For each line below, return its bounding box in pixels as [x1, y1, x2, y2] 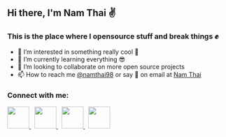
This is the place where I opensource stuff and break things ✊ [7, 31, 219, 41]
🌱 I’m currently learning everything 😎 [17, 55, 126, 63]
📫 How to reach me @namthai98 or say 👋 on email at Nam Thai [17, 70, 202, 78]
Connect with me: [7, 90, 69, 100]
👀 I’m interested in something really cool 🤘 [17, 48, 139, 56]
